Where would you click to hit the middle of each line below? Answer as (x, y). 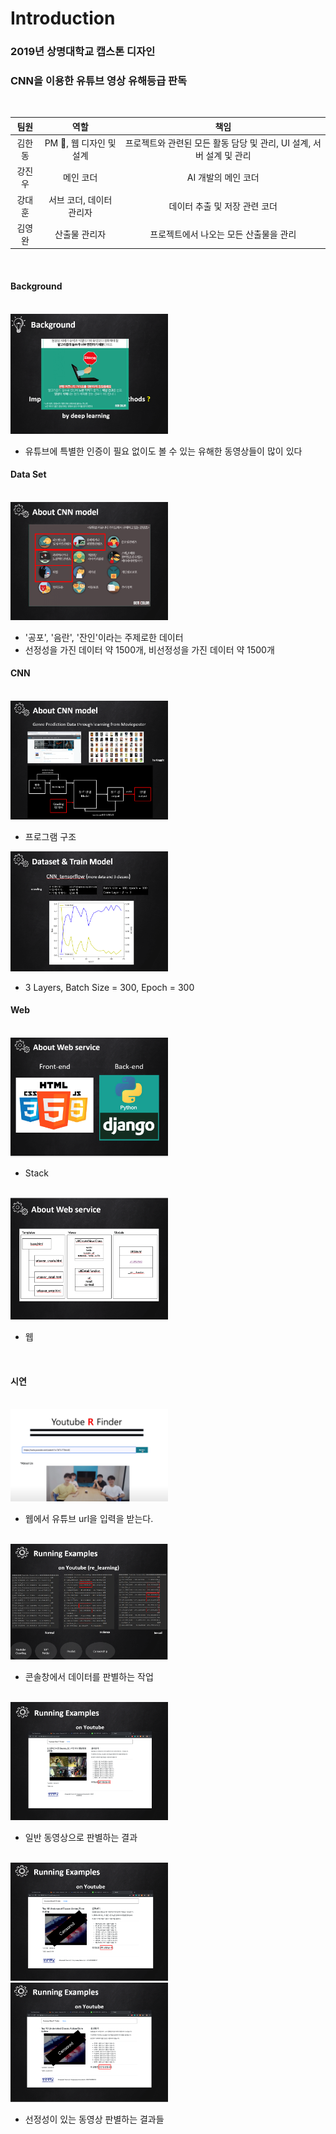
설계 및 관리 (228, 156)
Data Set (28, 474)
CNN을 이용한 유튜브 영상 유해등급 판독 (99, 81)
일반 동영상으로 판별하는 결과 (81, 1837)
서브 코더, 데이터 (80, 199)
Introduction (63, 18)
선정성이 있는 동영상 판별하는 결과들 (94, 2119)
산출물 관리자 (80, 234)
